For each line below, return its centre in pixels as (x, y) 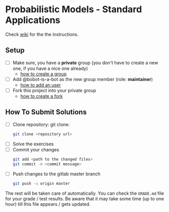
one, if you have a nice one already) (50, 68)
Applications (33, 20)
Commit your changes (36, 149)
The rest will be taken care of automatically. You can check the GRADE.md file (85, 193)
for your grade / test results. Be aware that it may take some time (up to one (85, 198)
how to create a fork (41, 96)
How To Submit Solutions (46, 112)
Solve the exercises (33, 144)
